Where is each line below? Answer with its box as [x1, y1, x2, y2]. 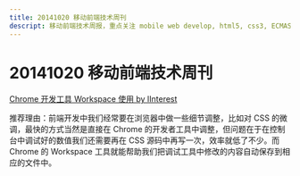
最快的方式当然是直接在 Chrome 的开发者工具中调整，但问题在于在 [24, 124, 271, 135]
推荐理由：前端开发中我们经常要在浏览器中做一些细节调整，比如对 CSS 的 [9, 113, 280, 123]
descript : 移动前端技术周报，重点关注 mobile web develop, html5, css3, [9, 21, 268, 30]
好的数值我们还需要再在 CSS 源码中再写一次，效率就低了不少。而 [39, 135, 280, 146]
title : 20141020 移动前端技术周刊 [9, 13, 127, 22]
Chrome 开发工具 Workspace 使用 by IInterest [9, 94, 178, 105]
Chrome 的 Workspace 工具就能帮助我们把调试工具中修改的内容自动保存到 [9, 147, 283, 157]
